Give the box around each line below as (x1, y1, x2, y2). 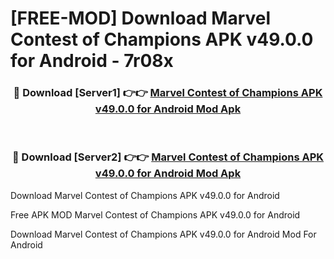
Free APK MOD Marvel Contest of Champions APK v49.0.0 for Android (10, 208, 301, 221)
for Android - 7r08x (10, 50, 174, 72)
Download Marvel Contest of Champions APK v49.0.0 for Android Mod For (10, 228, 317, 240)
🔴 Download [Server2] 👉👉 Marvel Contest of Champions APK (11, 150, 325, 164)
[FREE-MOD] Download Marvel (10, 7, 272, 30)
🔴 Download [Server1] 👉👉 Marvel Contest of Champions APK (13, 86, 323, 100)
